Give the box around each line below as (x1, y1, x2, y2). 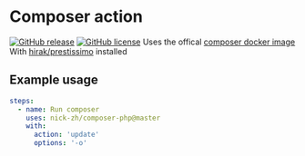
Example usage (9, 73, 98, 88)
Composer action (9, 6, 143, 27)
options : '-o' (33, 139, 88, 148)
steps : (9, 96, 35, 105)
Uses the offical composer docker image (142, 36, 296, 47)
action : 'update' (33, 130, 100, 140)
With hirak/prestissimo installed (9, 45, 127, 56)
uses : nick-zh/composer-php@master (25, 113, 161, 122)
